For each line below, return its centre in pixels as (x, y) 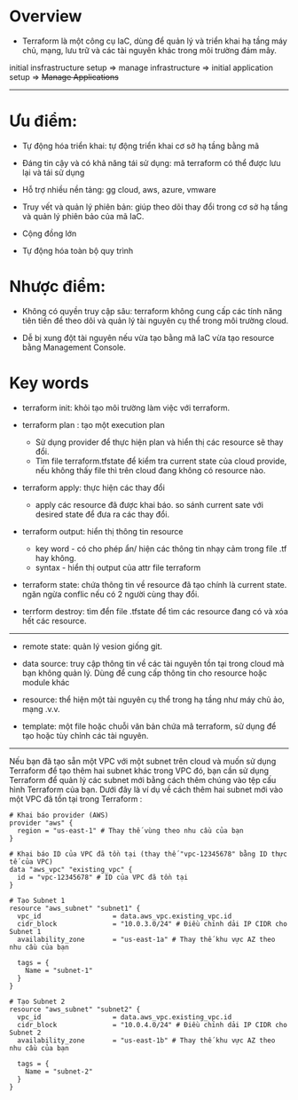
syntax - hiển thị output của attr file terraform (118, 567)
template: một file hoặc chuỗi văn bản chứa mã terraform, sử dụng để (149, 726)
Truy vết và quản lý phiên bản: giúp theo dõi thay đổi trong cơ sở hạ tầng (155, 207)
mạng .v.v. (41, 708)
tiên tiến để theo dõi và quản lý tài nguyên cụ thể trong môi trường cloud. (155, 321)
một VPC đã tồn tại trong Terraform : (76, 799)
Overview (46, 16)
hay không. (56, 558)
